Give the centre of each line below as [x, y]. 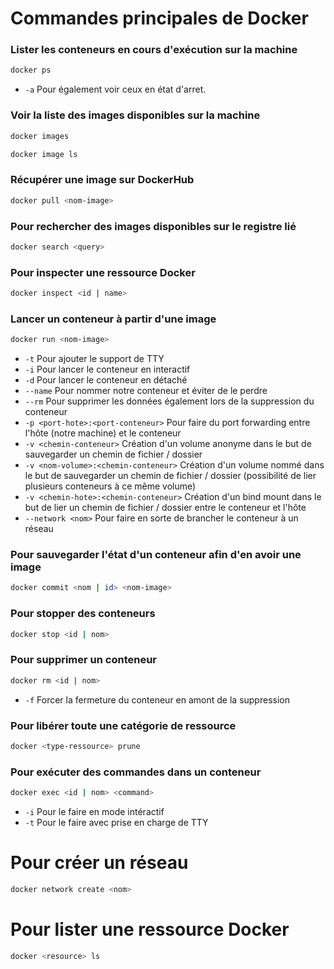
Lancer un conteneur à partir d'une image [113, 319]
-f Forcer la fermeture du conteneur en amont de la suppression [157, 699]
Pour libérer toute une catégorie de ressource [123, 725]
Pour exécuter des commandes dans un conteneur [136, 772]
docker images [40, 136]
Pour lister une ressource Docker [150, 929]
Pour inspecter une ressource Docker [103, 272]
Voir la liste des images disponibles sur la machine [135, 115]
